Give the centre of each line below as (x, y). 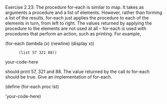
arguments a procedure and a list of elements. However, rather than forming (84, 12)
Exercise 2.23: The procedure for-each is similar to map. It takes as (74, 7)
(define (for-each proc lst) (32, 86)
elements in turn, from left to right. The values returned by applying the (78, 23)
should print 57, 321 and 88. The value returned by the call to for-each (77, 71)
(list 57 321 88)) (38, 52)
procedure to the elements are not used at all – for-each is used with (76, 28)
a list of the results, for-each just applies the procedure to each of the (77, 18)
